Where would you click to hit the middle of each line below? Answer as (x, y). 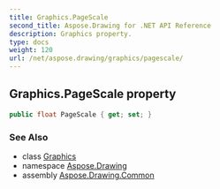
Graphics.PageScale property (93, 94)
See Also (29, 137)
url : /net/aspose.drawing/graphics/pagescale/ (96, 58)
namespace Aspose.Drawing (74, 165)
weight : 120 (31, 50)
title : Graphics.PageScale (59, 17)
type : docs (29, 42)
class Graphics (49, 156)
